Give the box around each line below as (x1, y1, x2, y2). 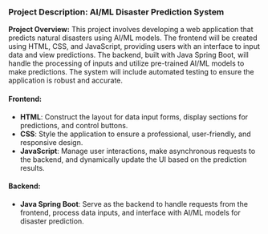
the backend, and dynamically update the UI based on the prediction (19, 155, 247, 164)
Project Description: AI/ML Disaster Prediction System (8, 6, 225, 18)
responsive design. (19, 137, 83, 147)
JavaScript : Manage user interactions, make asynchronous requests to (19, 146, 256, 155)
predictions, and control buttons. (19, 120, 128, 130)
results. (19, 163, 46, 172)
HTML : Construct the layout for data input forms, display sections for (19, 111, 249, 122)
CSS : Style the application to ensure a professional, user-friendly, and (19, 129, 251, 139)
